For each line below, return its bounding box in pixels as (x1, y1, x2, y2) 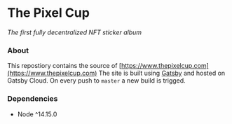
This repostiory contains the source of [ (7, 62, 122, 70)
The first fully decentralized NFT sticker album (7, 28, 142, 36)
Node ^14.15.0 (17, 110, 57, 118)
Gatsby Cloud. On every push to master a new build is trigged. (7, 76, 186, 85)
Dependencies (7, 94, 58, 104)
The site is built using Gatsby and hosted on (98, 69, 226, 78)
